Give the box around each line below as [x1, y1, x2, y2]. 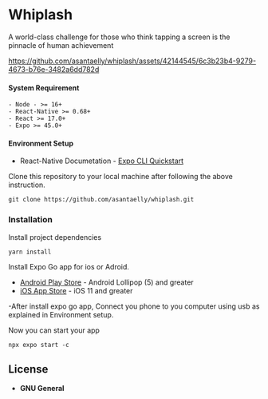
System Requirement [8, 82, 80, 93]
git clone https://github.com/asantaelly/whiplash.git [8, 196, 195, 204]
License [8, 362, 49, 377]
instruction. [8, 180, 45, 190]
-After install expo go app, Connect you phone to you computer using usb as [8, 301, 260, 311]
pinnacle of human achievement [8, 40, 114, 50]
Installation [8, 214, 53, 225]
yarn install [8, 248, 52, 256]
